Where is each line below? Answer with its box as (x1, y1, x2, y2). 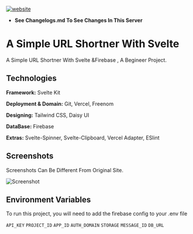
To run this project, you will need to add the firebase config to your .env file (6, 210, 188, 217)
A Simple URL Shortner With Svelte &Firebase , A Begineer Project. (6, 56, 167, 64)
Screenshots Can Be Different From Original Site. (6, 166, 124, 173)
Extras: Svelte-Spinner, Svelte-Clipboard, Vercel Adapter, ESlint (6, 134, 160, 141)
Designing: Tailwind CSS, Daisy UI (6, 111, 89, 118)
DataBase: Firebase (6, 123, 54, 130)
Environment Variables (6, 194, 91, 204)
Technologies (6, 74, 57, 83)
